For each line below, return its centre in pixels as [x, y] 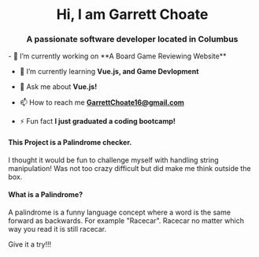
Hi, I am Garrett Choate [132, 15]
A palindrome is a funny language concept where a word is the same [119, 212]
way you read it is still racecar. [57, 229]
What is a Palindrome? [46, 195]
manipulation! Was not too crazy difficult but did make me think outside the [129, 168]
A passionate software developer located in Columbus [132, 39]
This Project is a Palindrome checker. [70, 143]
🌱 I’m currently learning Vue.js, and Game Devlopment [109, 72]
